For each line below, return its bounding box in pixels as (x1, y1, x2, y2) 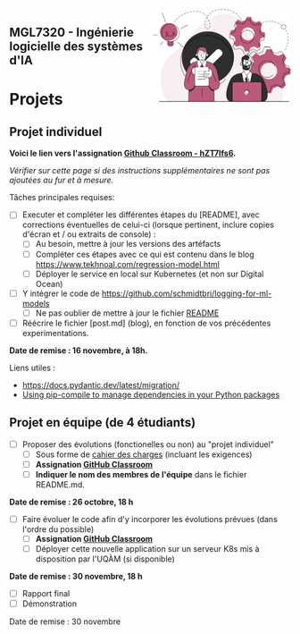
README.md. (35, 478, 85, 490)
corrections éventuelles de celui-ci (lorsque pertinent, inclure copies (21, 219, 275, 231)
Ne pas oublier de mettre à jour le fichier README (35, 308, 220, 318)
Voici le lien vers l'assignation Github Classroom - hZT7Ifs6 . (9, 148, 237, 159)
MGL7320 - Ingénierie (9, 25, 134, 40)
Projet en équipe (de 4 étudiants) (9, 415, 196, 430)
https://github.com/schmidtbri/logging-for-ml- (101, 288, 272, 299)
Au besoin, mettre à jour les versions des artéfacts (35, 239, 221, 249)
